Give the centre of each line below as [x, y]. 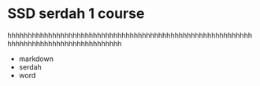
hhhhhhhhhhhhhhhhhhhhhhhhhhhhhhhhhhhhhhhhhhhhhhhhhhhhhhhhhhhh [130, 35]
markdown [36, 59]
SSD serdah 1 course [76, 14]
